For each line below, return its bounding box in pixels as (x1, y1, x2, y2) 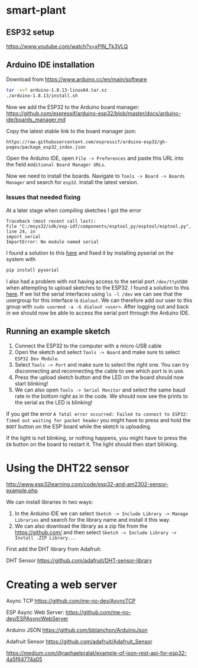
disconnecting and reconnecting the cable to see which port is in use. (14, 367, 185, 374)
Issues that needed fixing (6, 193, 81, 201)
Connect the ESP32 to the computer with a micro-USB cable (14, 342, 162, 349)
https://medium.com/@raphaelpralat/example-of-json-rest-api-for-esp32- (6, 650, 187, 657)
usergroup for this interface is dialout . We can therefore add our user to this (6, 297, 193, 304)
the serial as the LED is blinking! (14, 399, 93, 406)
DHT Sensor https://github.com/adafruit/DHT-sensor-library (6, 557, 152, 564)
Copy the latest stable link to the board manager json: (6, 127, 137, 134)
